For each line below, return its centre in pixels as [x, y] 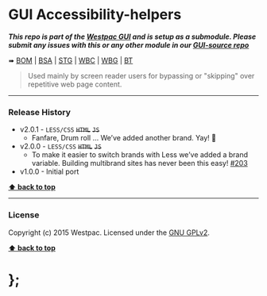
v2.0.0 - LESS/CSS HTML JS [60, 146]
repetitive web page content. [75, 84]
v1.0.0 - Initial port [49, 171]
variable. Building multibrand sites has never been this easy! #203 [139, 163]
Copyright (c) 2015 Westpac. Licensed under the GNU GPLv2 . [109, 233]
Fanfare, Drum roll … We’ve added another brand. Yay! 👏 [124, 138]
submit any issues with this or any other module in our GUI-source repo [129, 44]
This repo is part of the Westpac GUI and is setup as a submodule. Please [132, 37]
